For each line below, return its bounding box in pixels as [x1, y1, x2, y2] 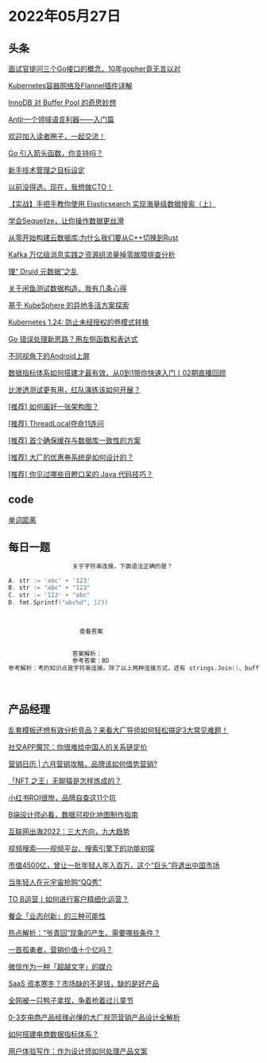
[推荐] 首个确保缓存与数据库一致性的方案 [8, 436, 141, 445]
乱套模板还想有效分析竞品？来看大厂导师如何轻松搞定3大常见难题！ [8, 725, 229, 735]
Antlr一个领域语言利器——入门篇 [8, 114, 115, 124]
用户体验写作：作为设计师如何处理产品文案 [8, 1046, 148, 1056]
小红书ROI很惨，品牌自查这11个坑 [8, 793, 117, 802]
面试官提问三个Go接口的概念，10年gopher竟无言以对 [8, 64, 181, 73]
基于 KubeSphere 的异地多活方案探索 [8, 301, 130, 310]
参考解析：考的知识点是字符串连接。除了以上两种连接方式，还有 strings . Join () [8, 665, 240, 673]
